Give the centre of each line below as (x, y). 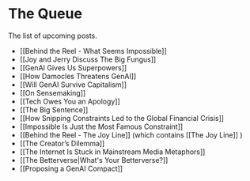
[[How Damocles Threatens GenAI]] (78, 76)
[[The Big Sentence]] (54, 109)
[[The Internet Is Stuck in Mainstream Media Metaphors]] (112, 152)
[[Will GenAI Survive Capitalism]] (73, 85)
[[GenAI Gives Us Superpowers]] (73, 67)
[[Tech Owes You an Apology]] (70, 101)
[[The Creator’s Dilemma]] (62, 143)
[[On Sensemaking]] (53, 92)
